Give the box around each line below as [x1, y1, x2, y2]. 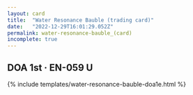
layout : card [7, 10, 45, 17]
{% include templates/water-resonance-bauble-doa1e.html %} [7, 80, 187, 88]
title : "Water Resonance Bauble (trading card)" [7, 17, 155, 24]
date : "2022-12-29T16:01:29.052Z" [7, 23, 114, 30]
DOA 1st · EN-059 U [7, 62, 93, 74]
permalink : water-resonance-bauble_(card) [7, 29, 132, 37]
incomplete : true [7, 36, 58, 43]
